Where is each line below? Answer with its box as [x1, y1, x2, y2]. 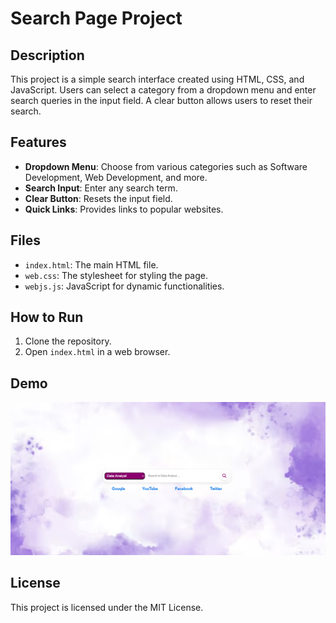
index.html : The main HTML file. [24, 258, 159, 271]
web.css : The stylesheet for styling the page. [24, 269, 208, 281]
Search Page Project [10, 7, 183, 30]
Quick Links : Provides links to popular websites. [24, 203, 224, 215]
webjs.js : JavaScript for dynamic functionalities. [24, 280, 225, 292]
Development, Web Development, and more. [24, 171, 208, 183]
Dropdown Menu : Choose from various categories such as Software [24, 160, 308, 172]
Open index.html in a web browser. [24, 346, 171, 358]
